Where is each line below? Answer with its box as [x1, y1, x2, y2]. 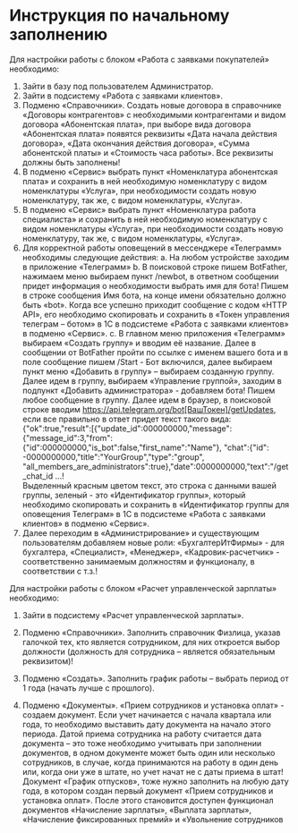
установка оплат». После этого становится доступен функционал [21, 795, 275, 805]
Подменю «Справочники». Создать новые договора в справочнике [21, 99, 282, 110]
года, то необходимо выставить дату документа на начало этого [21, 718, 271, 729]
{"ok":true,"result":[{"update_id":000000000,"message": [21, 422, 233, 434]
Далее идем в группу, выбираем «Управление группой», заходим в [21, 375, 282, 386]
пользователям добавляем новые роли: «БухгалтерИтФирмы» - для [21, 537, 285, 548]
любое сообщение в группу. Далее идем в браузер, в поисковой [21, 395, 271, 405]
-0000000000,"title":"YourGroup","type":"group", [21, 451, 205, 462]
